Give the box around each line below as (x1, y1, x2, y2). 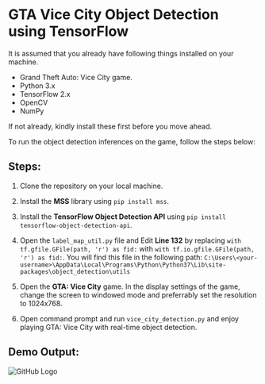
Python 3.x (19, 81, 56, 90)
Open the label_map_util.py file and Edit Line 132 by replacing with (19, 236, 242, 245)
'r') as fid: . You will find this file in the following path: (19, 252, 203, 262)
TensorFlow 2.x (19, 89, 71, 98)
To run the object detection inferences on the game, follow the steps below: (8, 136, 255, 146)
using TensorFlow (8, 22, 129, 40)
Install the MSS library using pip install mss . (19, 196, 169, 205)
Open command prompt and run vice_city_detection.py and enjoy (19, 313, 240, 323)
